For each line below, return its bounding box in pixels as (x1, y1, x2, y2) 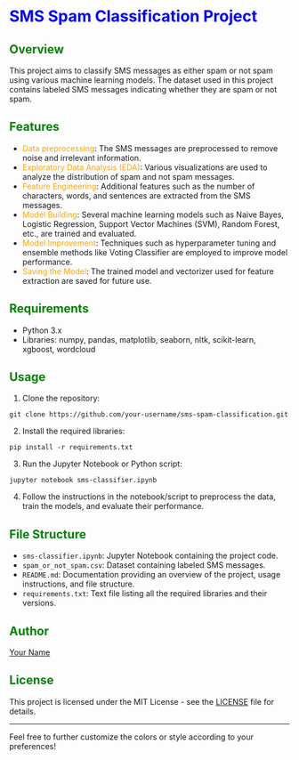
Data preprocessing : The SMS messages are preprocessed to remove (21, 142, 279, 153)
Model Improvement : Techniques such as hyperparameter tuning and (21, 238, 277, 248)
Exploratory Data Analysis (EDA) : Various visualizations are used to (21, 162, 268, 173)
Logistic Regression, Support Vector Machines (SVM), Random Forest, (21, 218, 280, 229)
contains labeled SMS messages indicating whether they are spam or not (9, 85, 278, 94)
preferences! (9, 740, 56, 751)
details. (9, 706, 36, 716)
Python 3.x (21, 325, 62, 336)
